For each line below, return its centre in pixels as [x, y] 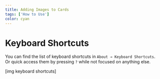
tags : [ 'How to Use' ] [27, 14]
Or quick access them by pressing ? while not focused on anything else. [78, 62]
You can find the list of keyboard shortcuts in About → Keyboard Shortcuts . [80, 56]
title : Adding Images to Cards [37, 10]
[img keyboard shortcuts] [31, 71]
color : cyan [17, 19]
